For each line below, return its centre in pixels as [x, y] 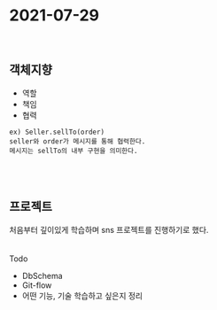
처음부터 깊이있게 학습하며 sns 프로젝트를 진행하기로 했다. [109, 229]
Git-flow [37, 285]
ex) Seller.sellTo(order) [57, 132]
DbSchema [43, 275]
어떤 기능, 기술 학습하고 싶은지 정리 [82, 295]
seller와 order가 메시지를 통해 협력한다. [77, 141]
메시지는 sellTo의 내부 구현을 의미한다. [74, 151]
